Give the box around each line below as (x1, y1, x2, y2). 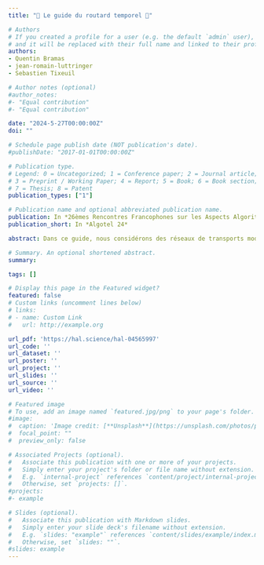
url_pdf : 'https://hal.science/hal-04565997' (8, 335, 159, 343)
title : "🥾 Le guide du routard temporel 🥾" (8, 11, 153, 20)
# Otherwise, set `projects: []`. (8, 480, 128, 488)
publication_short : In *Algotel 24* (8, 221, 128, 228)
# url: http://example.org (8, 321, 104, 329)
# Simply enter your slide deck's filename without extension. (8, 523, 226, 531)
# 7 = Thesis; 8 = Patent (8, 184, 93, 192)
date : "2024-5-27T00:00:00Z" (8, 119, 104, 128)
